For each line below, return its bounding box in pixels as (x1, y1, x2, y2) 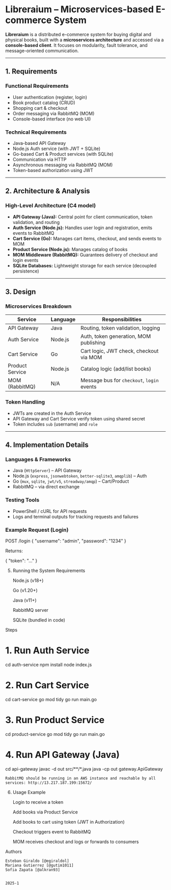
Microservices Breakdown (5, 303, 72, 310)
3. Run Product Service (5, 714, 105, 726)
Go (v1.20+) (12, 587, 38, 593)
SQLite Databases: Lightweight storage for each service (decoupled (12, 262, 157, 268)
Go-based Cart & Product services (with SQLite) (12, 151, 113, 157)
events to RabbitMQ (12, 230, 54, 236)
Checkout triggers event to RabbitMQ (12, 828, 91, 835)
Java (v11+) (12, 597, 37, 603)
